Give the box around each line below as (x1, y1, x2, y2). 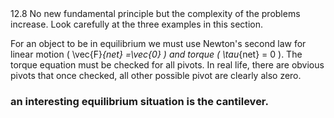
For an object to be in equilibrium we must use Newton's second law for (10, 38, 307, 49)
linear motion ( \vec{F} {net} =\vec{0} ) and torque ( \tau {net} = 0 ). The (10, 48, 303, 60)
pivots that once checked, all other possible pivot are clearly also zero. (10, 70, 302, 81)
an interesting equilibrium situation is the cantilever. (10, 94, 269, 108)
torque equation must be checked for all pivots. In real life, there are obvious (10, 59, 325, 71)
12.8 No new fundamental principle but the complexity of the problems (10, 8, 301, 19)
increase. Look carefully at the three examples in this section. (10, 18, 263, 30)
